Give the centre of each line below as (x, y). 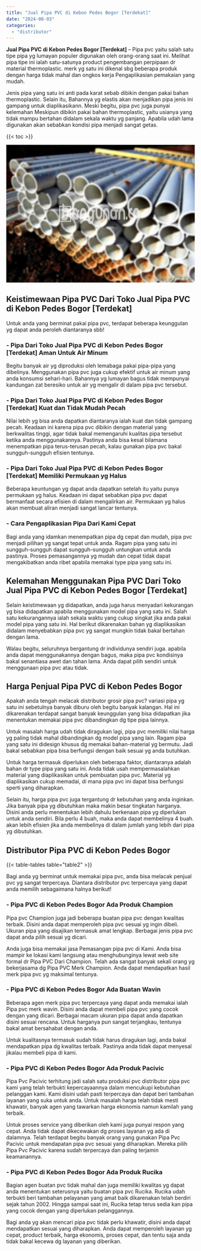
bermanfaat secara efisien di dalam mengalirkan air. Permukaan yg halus (96, 502)
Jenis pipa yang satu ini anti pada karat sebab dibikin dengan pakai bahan (98, 93)
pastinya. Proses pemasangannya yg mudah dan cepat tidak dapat (88, 556)
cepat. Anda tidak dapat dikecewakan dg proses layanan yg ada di (88, 1131)
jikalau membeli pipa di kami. (42, 1052)
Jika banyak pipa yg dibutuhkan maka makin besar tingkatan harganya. (94, 806)
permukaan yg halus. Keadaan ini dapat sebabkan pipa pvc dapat (87, 495)
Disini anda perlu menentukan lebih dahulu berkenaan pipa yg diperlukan (96, 812)
